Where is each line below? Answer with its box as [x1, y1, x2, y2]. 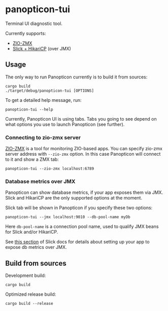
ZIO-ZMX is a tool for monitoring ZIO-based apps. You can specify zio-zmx [5, 146, 162, 152]
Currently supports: [5, 30, 46, 36]
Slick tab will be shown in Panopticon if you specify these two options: [5, 205, 153, 211]
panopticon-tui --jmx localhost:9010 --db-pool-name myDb [5, 215, 130, 220]
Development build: [5, 272, 46, 278]
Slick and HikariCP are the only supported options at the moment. [5, 195, 143, 201]
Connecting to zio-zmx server [5, 134, 81, 141]
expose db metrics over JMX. [5, 244, 67, 250]
